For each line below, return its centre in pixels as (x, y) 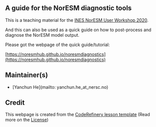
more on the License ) (27, 120)
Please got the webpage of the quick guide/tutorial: (57, 45)
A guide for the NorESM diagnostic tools (69, 8)
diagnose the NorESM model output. (42, 35)
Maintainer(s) (26, 75)
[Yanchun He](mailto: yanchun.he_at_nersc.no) (60, 87)
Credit (15, 103)
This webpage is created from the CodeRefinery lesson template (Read (78, 115)
